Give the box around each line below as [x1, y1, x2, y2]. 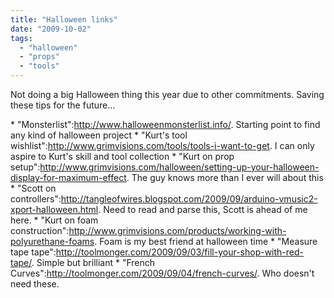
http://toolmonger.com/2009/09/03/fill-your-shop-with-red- [55, 246, 305, 258]
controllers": [10, 193, 62, 205]
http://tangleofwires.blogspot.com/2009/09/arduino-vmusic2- [60, 193, 318, 205]
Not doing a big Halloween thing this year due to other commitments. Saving [10, 89, 325, 100]
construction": [10, 225, 70, 236]
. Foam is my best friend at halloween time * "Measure [94, 236, 318, 247]
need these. [10, 278, 60, 290]
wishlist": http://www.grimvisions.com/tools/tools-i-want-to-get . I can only [10, 140, 315, 151]
